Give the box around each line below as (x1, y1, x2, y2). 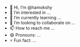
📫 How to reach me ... (9, 25, 55, 31)
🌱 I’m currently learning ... (9, 15, 62, 20)
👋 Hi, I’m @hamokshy (9, 5, 52, 10)
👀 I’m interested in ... (9, 10, 51, 15)
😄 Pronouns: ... (9, 32, 41, 38)
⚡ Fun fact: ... (9, 37, 36, 43)
